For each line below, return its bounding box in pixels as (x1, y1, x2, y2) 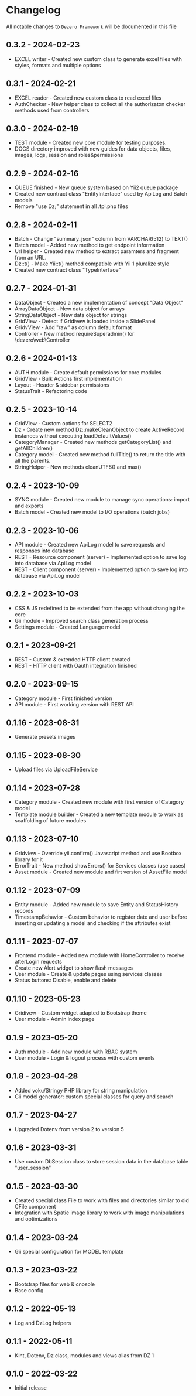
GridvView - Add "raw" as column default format (14, 323, 132, 331)
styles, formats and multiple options (14, 62, 101, 69)
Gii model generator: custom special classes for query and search (14, 1093, 174, 1100)
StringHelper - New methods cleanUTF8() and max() (14, 463, 142, 470)
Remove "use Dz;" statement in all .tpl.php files (14, 203, 129, 210)
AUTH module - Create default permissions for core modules (14, 368, 162, 376)
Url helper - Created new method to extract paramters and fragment (14, 248, 180, 255)
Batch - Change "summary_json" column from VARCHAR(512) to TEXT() (14, 235, 188, 242)
